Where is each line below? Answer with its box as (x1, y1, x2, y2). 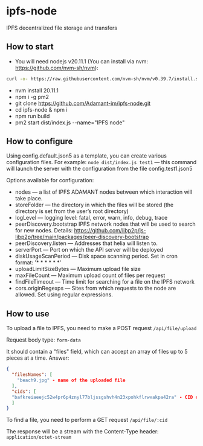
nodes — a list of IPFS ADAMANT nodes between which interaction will (14, 188, 193, 196)
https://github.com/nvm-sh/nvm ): (14, 64, 98, 71)
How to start (6, 42, 54, 52)
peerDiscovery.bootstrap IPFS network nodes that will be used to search (14, 220, 196, 228)
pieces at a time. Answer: (6, 354, 69, 362)
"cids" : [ (11, 388, 36, 395)
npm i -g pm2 (14, 93, 50, 100)
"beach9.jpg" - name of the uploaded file (17, 377, 126, 383)
